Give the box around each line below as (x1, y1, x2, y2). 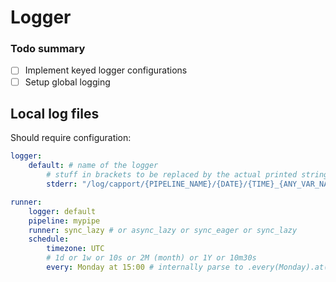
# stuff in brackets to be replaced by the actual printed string (46, 170, 329, 180)
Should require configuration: (10, 132, 132, 144)
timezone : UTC (46, 244, 105, 254)
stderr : (46, 179, 78, 190)
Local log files (10, 106, 100, 122)
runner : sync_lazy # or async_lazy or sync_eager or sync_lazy (28, 225, 298, 235)
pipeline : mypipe (28, 216, 101, 226)
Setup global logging (24, 76, 111, 88)
